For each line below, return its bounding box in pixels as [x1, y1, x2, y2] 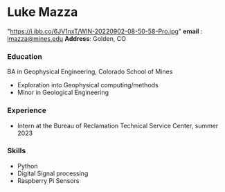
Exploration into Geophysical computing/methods [17, 81, 159, 89]
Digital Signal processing [17, 169, 89, 177]
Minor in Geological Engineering [17, 88, 109, 97]
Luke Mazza [7, 4, 78, 20]
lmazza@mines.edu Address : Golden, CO [7, 34, 127, 42]
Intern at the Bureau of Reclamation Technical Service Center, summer [17, 121, 219, 130]
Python [17, 162, 38, 170]
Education [7, 51, 43, 61]
